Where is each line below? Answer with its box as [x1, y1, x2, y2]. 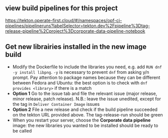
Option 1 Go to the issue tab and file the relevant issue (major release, [12, 90, 157, 96]
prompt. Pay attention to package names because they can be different [12, 74, 160, 80]
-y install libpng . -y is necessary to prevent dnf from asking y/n [12, 69, 149, 75]
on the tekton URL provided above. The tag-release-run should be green [12, 111, 163, 117]
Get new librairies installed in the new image [5, 43, 147, 51]
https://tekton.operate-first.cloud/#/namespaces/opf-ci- [5, 17, 122, 23]
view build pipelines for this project [5, 4, 118, 13]
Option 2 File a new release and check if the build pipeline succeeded [12, 106, 157, 112]
